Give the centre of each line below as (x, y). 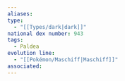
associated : (25, 66)
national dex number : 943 (45, 33)
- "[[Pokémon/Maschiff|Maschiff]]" (66, 60)
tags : (15, 40)
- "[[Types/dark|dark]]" (50, 27)
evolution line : (31, 54)
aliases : (20, 14)
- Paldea (26, 46)
